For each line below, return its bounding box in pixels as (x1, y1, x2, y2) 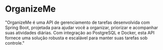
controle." (5, 40, 25, 46)
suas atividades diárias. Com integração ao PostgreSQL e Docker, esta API (5, 30, 155, 35)
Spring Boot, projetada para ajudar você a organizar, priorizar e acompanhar (5, 24, 158, 30)
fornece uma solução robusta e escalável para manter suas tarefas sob (5, 35, 148, 41)
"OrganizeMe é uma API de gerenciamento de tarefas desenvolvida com (5, 19, 150, 25)
